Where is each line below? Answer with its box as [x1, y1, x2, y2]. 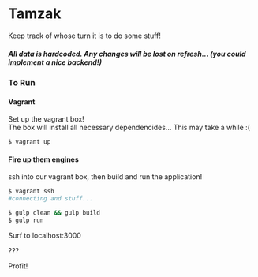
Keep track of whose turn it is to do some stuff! [8, 31, 162, 40]
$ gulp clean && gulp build [8, 209, 101, 217]
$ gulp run [8, 216, 44, 224]
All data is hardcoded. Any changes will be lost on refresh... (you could [8, 49, 246, 58]
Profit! [8, 261, 28, 271]
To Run [8, 77, 36, 88]
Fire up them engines [8, 155, 79, 164]
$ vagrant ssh [8, 187, 55, 196]
